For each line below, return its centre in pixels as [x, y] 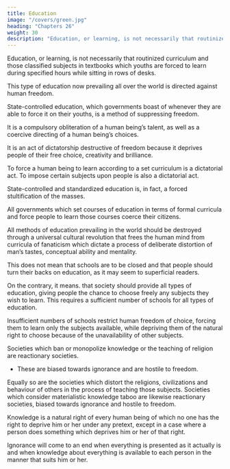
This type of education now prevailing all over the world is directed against [112, 86]
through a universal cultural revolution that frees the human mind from [106, 238]
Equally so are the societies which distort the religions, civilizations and [107, 382]
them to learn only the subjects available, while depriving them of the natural [115, 328]
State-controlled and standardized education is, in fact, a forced [98, 189]
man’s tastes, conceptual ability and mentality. [72, 252]
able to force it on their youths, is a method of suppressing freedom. [103, 114]
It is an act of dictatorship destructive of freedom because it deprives [105, 148]
